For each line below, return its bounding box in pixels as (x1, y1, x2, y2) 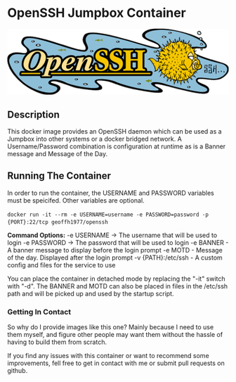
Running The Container (7, 170, 111, 182)
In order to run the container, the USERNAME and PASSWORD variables (7, 189, 214, 197)
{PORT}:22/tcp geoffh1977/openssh (7, 218, 109, 226)
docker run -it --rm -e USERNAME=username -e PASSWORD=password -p (7, 211, 209, 218)
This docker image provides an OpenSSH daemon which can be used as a (7, 127, 223, 135)
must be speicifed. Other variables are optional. (7, 196, 145, 205)
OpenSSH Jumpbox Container (7, 5, 186, 21)
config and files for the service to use (7, 260, 116, 269)
